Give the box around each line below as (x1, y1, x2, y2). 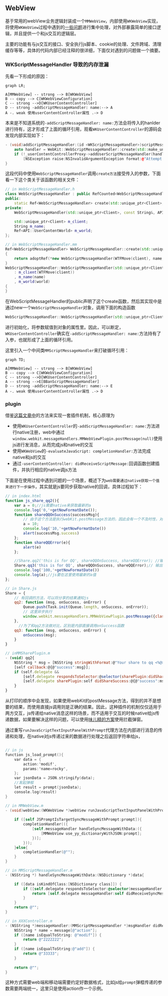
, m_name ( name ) (14, 274, 46, 279)
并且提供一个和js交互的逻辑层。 (13, 30, 79, 36)
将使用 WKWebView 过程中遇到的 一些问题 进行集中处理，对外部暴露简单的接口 (5, 24, 157, 30)
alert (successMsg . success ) (23, 531, 79, 536)
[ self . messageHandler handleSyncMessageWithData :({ (31, 826, 142, 831)
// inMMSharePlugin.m (5, 651, 50, 656)
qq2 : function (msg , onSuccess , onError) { (14, 600, 106, 605)
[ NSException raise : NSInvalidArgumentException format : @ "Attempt (23, 156, 162, 161)
